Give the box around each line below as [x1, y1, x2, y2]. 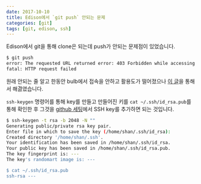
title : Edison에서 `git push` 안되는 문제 [6, 14, 105, 20]
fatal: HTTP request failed [6, 66, 77, 72]
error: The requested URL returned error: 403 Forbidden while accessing [6, 61, 196, 67]
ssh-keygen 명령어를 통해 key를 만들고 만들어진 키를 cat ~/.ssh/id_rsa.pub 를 [6, 97, 191, 105]
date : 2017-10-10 [6, 8, 50, 15]
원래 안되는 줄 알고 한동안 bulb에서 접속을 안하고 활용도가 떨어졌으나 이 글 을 [6, 78, 184, 85]
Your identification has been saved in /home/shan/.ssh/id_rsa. [6, 140, 171, 146]
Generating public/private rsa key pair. [6, 123, 112, 129]
